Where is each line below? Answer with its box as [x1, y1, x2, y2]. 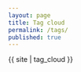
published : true [8, 33, 61, 41]
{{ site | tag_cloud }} [8, 55, 73, 64]
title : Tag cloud [8, 19, 65, 27]
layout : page [8, 11, 51, 20]
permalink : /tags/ [8, 26, 68, 34]
